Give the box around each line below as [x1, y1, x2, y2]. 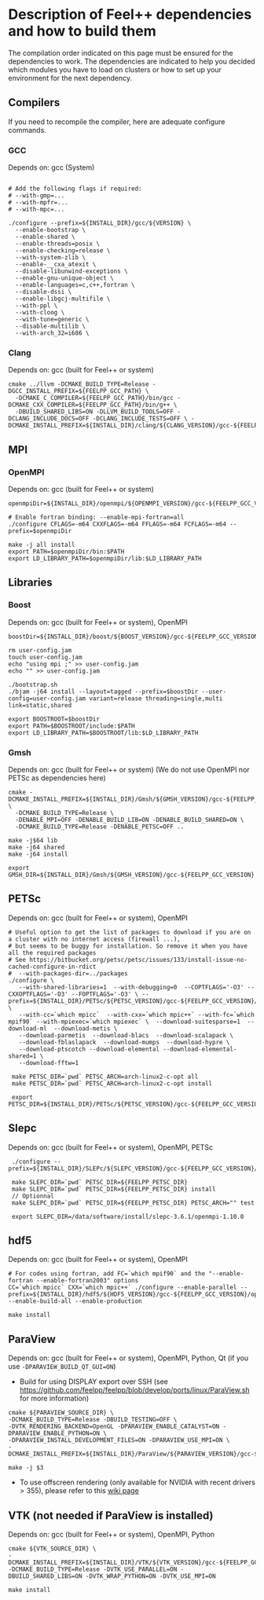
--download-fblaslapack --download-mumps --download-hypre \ [18, 1038, 230, 1046]
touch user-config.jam [8, 653, 82, 661]
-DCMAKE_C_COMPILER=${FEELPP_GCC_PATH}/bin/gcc [15, 394, 174, 402]
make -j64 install [8, 850, 68, 858]
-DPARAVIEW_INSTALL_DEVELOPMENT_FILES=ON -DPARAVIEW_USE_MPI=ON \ [8, 1437, 230, 1444]
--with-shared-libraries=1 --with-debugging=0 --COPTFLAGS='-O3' [18, 983, 244, 991]
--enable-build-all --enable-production [8, 1297, 143, 1305]
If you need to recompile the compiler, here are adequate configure [8, 116, 225, 127]
